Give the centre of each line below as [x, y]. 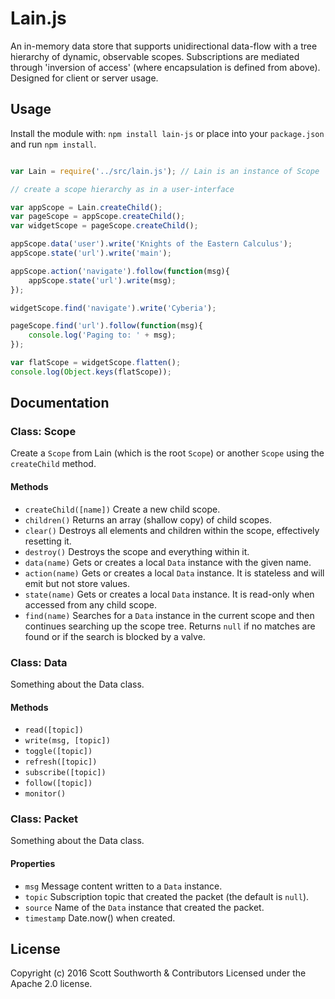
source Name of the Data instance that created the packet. [144, 907]
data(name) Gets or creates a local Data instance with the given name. [168, 562]
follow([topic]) [58, 783]
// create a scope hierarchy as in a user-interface [122, 189]
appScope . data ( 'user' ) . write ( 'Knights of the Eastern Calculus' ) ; [151, 244]
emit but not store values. [77, 583]
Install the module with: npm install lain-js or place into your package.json [167, 133]
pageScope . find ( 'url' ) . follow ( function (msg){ [106, 326]
